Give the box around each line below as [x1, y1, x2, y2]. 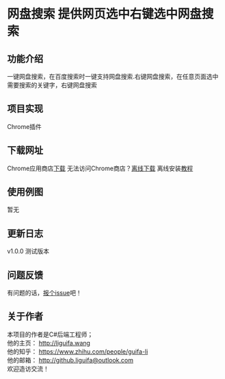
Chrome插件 [7, 122, 42, 130]
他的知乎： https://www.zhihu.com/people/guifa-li [7, 347, 148, 356]
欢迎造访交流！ [7, 365, 49, 373]
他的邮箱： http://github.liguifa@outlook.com [7, 356, 133, 364]
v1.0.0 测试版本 [7, 247, 50, 255]
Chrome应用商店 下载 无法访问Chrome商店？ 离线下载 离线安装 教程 [7, 164, 194, 172]
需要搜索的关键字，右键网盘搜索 [7, 81, 97, 89]
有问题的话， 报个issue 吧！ [7, 289, 82, 297]
